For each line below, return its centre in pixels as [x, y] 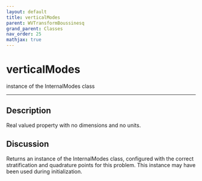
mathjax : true [24, 40]
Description [29, 111]
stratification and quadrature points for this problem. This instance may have [101, 165]
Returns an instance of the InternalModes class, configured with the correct [100, 158]
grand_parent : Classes [35, 29]
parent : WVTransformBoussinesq [45, 23]
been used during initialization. [44, 171]
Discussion [28, 144]
